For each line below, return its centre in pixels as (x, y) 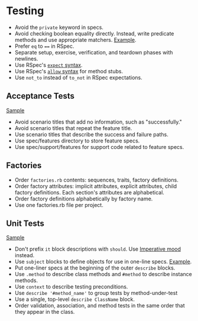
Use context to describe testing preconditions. (71, 287)
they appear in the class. (45, 312)
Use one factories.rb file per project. (59, 205)
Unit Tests (25, 223)
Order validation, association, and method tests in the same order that (100, 306)
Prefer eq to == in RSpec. (44, 46)
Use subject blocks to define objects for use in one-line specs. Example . (103, 262)
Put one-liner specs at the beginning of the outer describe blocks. (95, 268)
